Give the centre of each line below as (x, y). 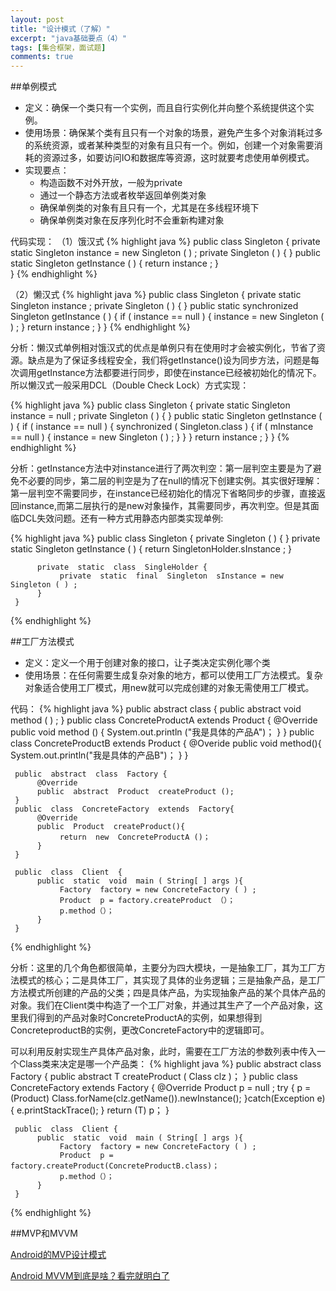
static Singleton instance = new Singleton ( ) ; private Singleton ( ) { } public (165, 253)
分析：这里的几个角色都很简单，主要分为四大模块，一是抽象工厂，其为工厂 (163, 968)
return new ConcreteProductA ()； (135, 837)
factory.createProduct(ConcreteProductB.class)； (115, 1166)
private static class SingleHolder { (122, 567)
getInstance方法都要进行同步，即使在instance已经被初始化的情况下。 (179, 373)
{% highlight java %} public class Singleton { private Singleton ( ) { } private (165, 538)
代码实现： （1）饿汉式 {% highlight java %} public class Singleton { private (165, 242)
